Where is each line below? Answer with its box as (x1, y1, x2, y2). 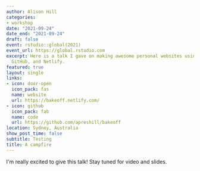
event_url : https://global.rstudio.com (6, 48, 105, 54)
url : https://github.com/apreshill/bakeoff (11, 120, 121, 126)
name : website (11, 92, 46, 98)
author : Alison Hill (6, 8, 58, 15)
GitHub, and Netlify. (11, 58, 65, 64)
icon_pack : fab (11, 108, 49, 114)
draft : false (6, 36, 39, 42)
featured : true (6, 64, 44, 70)
